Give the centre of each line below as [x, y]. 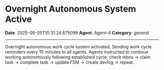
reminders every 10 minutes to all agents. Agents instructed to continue [77, 52]
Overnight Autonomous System [71, 9]
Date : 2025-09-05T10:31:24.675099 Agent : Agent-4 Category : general [77, 33]
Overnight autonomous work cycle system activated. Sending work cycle [79, 47]
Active [19, 19]
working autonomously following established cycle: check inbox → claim [78, 57]
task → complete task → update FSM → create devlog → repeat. [70, 62]
